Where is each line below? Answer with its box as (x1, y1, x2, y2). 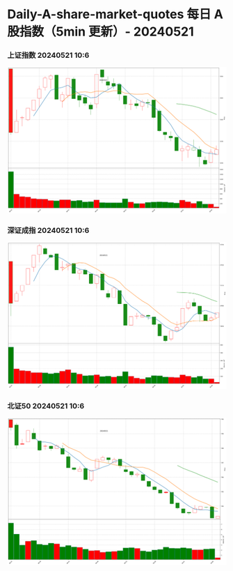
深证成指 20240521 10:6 (7, 226, 90, 236)
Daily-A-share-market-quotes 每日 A (7, 6, 224, 22)
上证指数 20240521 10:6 (7, 50, 90, 60)
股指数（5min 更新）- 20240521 (7, 24, 195, 40)
